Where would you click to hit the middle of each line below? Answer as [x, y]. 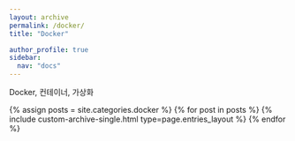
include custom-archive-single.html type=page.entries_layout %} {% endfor [147, 119]
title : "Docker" [39, 33]
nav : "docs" [39, 66]
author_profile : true [49, 49]
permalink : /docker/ [47, 26]
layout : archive [39, 17]
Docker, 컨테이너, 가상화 [52, 92]
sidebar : [25, 58]
